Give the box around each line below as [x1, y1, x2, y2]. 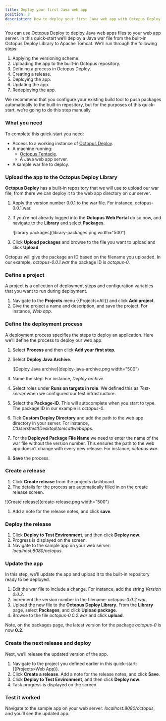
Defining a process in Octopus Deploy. [12, 66, 91, 72]
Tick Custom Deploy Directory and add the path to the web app [12, 414, 144, 421]
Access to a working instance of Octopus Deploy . [12, 140, 113, 146]
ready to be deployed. [5, 576, 51, 582]
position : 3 [5, 12, 30, 17]
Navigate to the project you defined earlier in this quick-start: [12, 661, 137, 667]
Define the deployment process [5, 320, 83, 327]
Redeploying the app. [12, 87, 56, 93]
